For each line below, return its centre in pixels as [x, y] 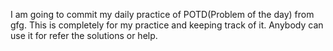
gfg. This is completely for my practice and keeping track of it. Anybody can [167, 25]
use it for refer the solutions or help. [84, 35]
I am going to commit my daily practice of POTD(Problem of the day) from [162, 14]
